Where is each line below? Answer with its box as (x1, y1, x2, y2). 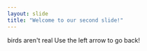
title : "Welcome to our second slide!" (7, 17, 124, 24)
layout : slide (7, 10, 49, 17)
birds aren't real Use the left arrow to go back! (7, 36, 141, 44)
